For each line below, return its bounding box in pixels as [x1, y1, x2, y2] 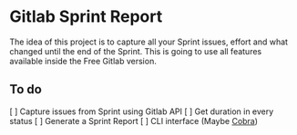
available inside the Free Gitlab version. [9, 55, 157, 66]
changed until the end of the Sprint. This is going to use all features [9, 45, 262, 56]
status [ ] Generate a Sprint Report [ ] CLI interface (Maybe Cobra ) [9, 115, 258, 126]
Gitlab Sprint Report [9, 6, 163, 27]
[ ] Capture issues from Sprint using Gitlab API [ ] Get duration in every [9, 106, 274, 117]
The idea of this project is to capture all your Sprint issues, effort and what [9, 36, 289, 47]
